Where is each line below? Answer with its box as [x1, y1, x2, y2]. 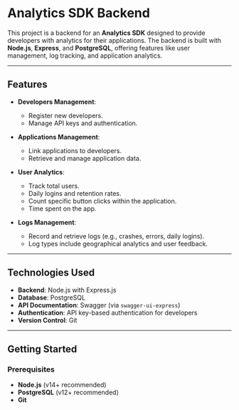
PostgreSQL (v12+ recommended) [17, 388, 119, 396]
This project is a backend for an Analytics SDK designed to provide [7, 28, 206, 37]
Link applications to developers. [28, 146, 122, 154]
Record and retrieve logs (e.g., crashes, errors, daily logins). [28, 231, 205, 240]
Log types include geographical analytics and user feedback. [28, 239, 208, 248]
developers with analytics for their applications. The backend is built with [7, 36, 222, 44]
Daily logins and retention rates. [28, 189, 122, 197]
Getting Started [7, 343, 78, 355]
